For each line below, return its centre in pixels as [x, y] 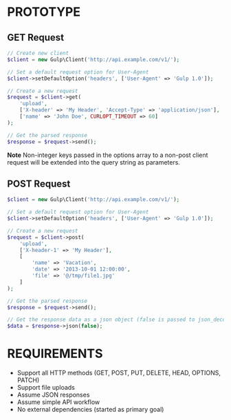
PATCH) [28, 380]
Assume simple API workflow [58, 402]
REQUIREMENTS [55, 354]
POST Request [39, 183]
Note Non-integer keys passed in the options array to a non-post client [108, 155]
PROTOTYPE [44, 12]
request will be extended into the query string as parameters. [94, 162]
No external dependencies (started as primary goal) [90, 410]
